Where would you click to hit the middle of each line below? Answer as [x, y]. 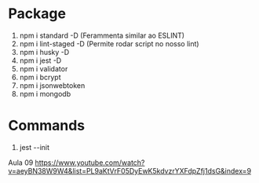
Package [37, 14]
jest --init [34, 147]
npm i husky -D [44, 52]
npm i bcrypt [40, 77]
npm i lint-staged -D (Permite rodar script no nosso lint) [109, 43]
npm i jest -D [40, 60]
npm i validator [44, 68]
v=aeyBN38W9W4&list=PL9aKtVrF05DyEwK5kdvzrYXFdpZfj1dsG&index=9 [130, 170]
